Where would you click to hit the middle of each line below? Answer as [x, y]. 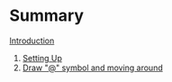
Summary [46, 16]
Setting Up [42, 58]
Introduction [32, 41]
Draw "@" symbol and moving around [93, 68]
